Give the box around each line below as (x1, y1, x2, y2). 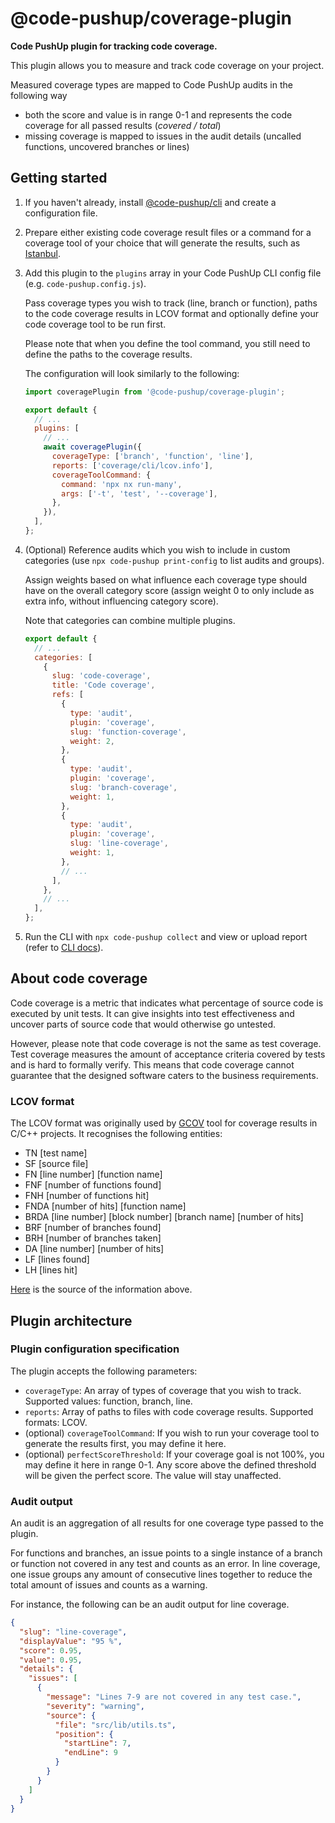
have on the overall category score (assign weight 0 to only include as (24, 584, 315, 596)
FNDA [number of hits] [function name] (24, 1200, 187, 1212)
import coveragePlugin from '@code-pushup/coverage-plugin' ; (24, 387, 286, 397)
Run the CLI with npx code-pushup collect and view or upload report (24, 931, 308, 942)
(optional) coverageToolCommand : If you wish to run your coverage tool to (24, 1427, 320, 1439)
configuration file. (24, 207, 98, 219)
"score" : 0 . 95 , (19, 1645, 83, 1656)
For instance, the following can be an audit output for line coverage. (10, 1598, 290, 1611)
